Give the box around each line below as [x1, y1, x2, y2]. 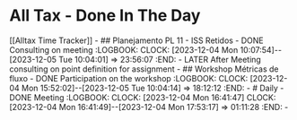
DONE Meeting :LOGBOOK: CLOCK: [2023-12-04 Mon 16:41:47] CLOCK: [9, 91, 276, 103]
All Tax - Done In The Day [9, 5, 201, 26]
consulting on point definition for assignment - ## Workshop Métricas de [9, 64, 279, 74]
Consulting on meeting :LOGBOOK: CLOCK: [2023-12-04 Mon [9, 44, 239, 55]
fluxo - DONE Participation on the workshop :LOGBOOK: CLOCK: [9, 73, 249, 83]
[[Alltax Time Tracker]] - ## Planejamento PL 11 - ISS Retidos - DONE [9, 35, 265, 46]
